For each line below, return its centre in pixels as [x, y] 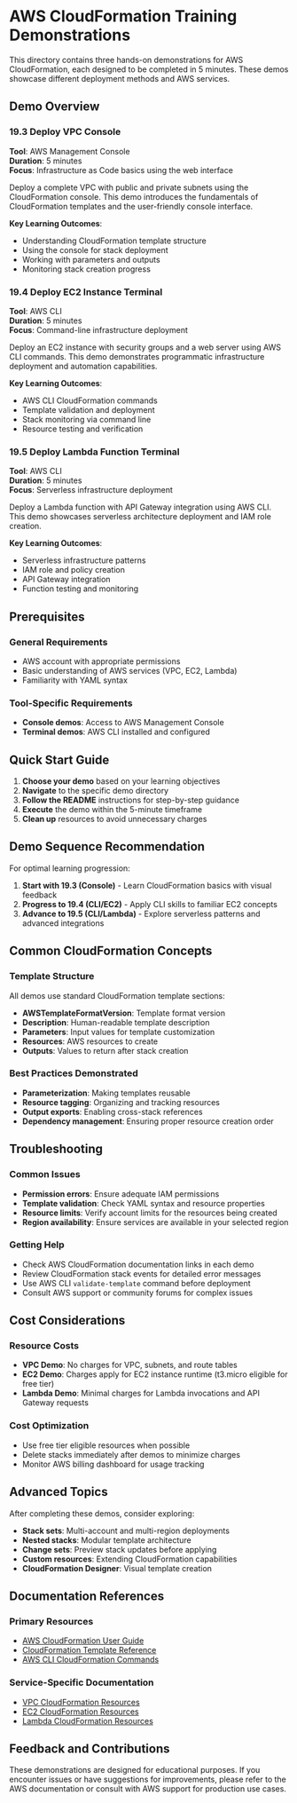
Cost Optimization [49, 1426]
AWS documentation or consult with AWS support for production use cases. [148, 1789]
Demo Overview [55, 107]
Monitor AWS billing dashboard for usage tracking [113, 1464]
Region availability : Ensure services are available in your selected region [155, 1222]
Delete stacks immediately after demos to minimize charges [131, 1454]
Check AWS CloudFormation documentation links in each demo [138, 1264]
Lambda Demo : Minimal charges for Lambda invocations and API [141, 1393]
